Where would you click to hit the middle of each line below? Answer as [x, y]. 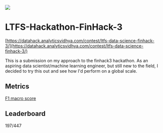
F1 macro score [21, 98]
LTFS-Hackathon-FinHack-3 [64, 27]
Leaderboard [25, 114]
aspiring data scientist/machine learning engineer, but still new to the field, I [82, 66]
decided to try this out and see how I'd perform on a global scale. [71, 71]
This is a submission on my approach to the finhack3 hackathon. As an [77, 60]
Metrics [17, 87]
